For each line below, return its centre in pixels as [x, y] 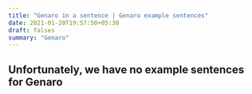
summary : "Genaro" [39, 38]
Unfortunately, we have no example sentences [126, 69]
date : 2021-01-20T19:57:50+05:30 [64, 23]
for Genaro [35, 82]
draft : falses [32, 30]
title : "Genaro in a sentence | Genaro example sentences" [108, 15]
